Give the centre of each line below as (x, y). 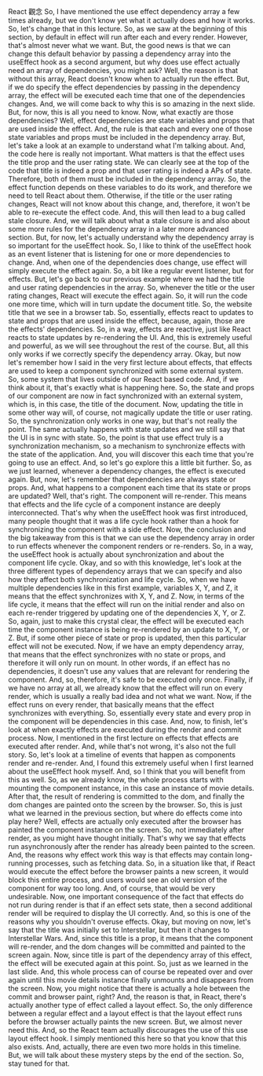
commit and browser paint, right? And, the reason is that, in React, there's (127, 997)
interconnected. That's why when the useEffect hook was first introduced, (128, 512)
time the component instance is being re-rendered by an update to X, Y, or (129, 629)
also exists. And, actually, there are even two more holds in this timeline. (125, 1047)
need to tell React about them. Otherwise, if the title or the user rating (121, 196)
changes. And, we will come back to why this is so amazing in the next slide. (131, 104)
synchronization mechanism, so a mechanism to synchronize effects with (127, 446)
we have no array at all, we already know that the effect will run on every (126, 688)
